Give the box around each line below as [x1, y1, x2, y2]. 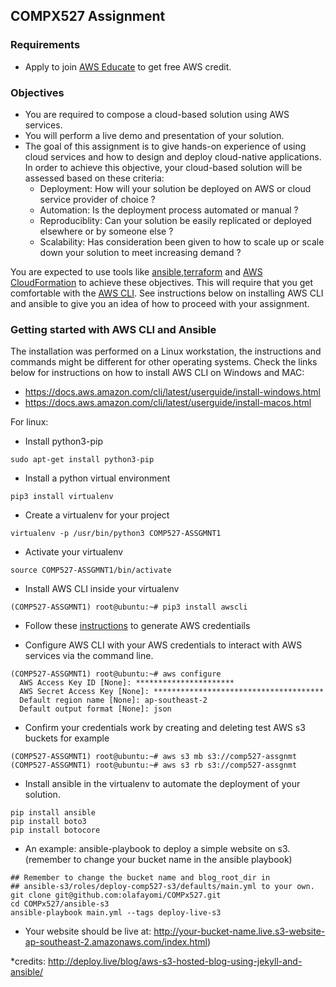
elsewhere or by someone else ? [39, 225, 174, 237]
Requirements [10, 38, 81, 52]
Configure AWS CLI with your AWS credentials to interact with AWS [24, 639, 303, 651]
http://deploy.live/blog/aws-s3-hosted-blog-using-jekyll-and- [47, 955, 303, 968]
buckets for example [24, 732, 110, 744]
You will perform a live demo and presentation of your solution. [24, 129, 285, 141]
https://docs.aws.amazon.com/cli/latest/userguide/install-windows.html [24, 386, 321, 398]
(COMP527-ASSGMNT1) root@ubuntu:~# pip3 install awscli [10, 602, 248, 613]
